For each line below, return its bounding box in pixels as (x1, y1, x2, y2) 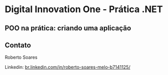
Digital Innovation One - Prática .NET (5, 4, 163, 15)
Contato (5, 41, 31, 49)
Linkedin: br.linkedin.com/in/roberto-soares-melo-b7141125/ (5, 64, 131, 70)
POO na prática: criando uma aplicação (5, 24, 131, 32)
